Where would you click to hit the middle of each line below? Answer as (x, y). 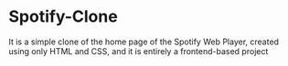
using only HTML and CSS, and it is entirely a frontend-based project (139, 51)
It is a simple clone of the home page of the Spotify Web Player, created (144, 42)
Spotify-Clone (63, 17)
